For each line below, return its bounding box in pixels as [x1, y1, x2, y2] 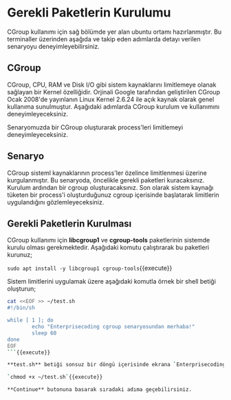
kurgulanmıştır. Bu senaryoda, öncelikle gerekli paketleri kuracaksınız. [7, 176, 205, 184]
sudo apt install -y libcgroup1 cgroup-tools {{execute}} [7, 264, 173, 273]
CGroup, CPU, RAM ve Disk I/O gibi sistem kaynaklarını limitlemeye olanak [7, 81, 217, 89]
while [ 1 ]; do [7, 317, 54, 324]
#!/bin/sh [7, 304, 36, 311]
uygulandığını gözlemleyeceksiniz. [7, 198, 104, 206]
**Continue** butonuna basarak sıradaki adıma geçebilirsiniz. [7, 386, 192, 393]
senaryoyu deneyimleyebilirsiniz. [7, 42, 100, 50]
